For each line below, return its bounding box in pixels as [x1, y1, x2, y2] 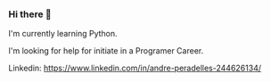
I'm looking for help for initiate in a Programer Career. [8, 45, 204, 56]
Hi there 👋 [8, 8, 53, 20]
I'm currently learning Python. [8, 29, 118, 39]
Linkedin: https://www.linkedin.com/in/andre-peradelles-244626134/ [8, 62, 262, 74]
